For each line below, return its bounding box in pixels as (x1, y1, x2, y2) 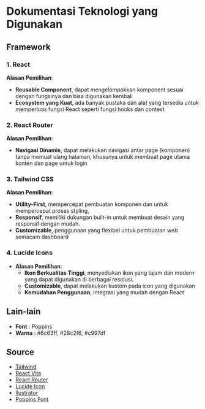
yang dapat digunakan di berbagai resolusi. (24, 275, 134, 283)
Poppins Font (15, 396, 49, 403)
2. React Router (6, 121, 53, 129)
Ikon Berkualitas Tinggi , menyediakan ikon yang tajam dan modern (24, 269, 195, 277)
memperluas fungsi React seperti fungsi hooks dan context (15, 105, 165, 113)
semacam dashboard (15, 233, 69, 240)
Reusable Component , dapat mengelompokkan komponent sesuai (15, 86, 184, 93)
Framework (6, 42, 51, 52)
